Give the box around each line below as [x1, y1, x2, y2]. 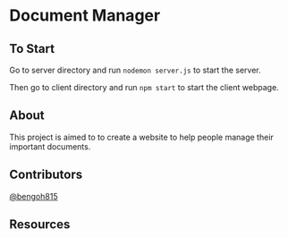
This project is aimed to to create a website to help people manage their [9, 132, 275, 142]
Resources [9, 217, 71, 233]
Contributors [9, 167, 83, 183]
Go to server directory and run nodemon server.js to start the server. [9, 64, 261, 75]
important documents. [9, 140, 91, 152]
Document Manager [9, 5, 161, 26]
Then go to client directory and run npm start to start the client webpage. [9, 82, 279, 92]
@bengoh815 [9, 191, 58, 201]
